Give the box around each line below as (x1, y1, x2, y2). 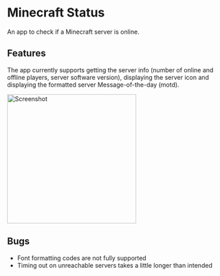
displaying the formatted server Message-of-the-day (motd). (7, 81, 180, 89)
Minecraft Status (7, 5, 105, 21)
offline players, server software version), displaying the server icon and (7, 73, 210, 81)
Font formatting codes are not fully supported (16, 253, 146, 262)
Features (7, 47, 46, 59)
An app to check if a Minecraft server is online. (7, 28, 140, 36)
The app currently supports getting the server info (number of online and (7, 65, 214, 74)
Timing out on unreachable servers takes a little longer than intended (16, 261, 213, 269)
